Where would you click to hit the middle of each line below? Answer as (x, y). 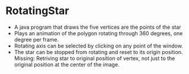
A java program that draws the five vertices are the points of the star (97, 27)
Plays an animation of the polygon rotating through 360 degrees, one (98, 33)
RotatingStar (37, 11)
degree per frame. (36, 39)
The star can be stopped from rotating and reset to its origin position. (98, 52)
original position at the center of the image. (67, 64)
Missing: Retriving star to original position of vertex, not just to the (94, 58)
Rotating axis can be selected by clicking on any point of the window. (98, 46)
